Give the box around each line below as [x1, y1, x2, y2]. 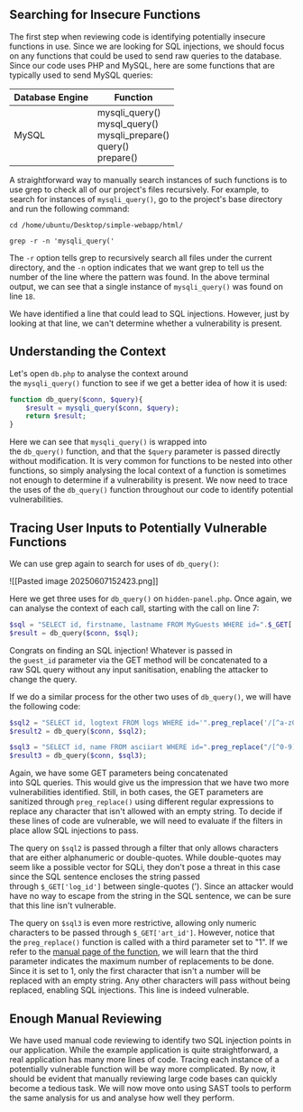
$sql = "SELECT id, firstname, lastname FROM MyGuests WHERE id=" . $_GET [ [9, 620, 293, 629]
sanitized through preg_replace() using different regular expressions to [9, 796, 274, 807]
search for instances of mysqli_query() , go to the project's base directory [9, 193, 282, 204]
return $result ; [25, 412, 87, 421]
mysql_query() [97, 117, 160, 130]
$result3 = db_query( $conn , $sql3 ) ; [9, 751, 147, 761]
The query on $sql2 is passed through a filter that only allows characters [9, 843, 280, 854]
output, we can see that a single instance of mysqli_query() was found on [9, 281, 284, 292]
